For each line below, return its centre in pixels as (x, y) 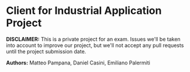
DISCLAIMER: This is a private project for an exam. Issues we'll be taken (93, 39)
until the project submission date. (46, 51)
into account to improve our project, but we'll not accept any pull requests (95, 45)
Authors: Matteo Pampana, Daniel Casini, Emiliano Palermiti (78, 63)
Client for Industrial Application (84, 11)
